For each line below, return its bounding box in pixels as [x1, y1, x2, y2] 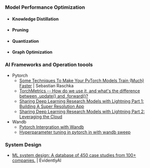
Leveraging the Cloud [19, 114, 62, 119]
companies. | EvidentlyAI [12, 157, 61, 163]
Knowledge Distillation [12, 16, 59, 22]
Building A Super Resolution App [19, 103, 85, 109]
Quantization [12, 38, 39, 44]
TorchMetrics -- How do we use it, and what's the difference [19, 88, 140, 94]
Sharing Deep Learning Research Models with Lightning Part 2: [19, 108, 145, 114]
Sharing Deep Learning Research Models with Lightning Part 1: [19, 98, 144, 104]
